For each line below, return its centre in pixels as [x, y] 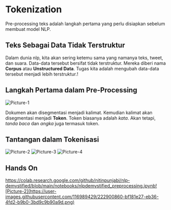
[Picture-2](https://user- [31, 192]
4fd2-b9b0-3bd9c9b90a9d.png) [40, 202]
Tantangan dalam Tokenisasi [52, 139]
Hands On [22, 168]
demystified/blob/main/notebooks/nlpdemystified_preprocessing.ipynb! [81, 186]
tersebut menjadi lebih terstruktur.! [42, 74]
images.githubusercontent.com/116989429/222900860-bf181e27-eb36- [82, 197]
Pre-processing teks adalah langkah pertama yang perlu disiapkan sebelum [85, 24]
